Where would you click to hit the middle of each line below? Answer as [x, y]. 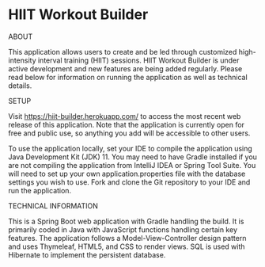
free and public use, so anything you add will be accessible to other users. [129, 133]
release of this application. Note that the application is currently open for [127, 124]
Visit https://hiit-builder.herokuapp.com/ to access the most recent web [125, 116]
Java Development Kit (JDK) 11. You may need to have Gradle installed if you [132, 157]
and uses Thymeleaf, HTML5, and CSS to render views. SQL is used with [127, 246]
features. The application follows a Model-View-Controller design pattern [127, 238]
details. [20, 86]
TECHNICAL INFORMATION [53, 206]
